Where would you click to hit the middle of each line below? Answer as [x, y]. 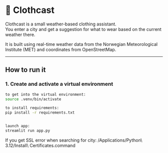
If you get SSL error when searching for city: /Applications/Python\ [74, 140]
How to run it [25, 70]
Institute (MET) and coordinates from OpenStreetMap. [61, 49]
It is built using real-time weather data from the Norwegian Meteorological [81, 44]
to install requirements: [32, 108]
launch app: [17, 126]
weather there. [20, 34]
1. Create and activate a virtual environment [59, 84]
